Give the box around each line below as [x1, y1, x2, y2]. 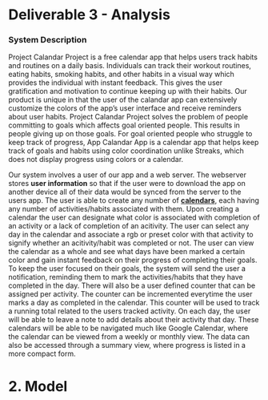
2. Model [8, 377, 68, 395]
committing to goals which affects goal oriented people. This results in [8, 120, 240, 130]
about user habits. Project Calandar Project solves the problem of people [8, 112, 249, 122]
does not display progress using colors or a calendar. [8, 155, 184, 164]
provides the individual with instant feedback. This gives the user [8, 78, 222, 87]
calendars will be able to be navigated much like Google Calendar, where [8, 323, 249, 333]
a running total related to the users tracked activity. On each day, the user [8, 306, 251, 316]
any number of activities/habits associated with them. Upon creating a [8, 204, 240, 214]
